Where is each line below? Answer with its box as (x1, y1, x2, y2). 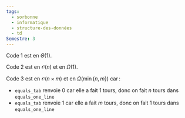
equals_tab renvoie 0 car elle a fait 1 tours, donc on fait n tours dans (14, 87, 179, 94)
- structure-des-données (11, 25, 72, 31)
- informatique (11, 19, 49, 25)
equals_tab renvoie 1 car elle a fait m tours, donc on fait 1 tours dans (14, 99, 179, 106)
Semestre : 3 (6, 36, 35, 42)
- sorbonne (11, 14, 38, 20)
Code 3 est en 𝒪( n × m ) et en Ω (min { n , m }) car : (6, 75, 120, 82)
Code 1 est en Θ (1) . (6, 52, 52, 59)
